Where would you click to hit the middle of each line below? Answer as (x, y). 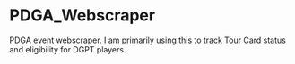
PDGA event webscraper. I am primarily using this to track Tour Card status (148, 40)
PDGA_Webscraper (82, 16)
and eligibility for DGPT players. (68, 49)
